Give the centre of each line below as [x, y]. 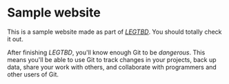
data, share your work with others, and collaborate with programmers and [112, 67]
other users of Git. [33, 74]
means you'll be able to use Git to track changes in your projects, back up [112, 59]
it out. [16, 39]
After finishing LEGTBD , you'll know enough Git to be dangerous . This [106, 52]
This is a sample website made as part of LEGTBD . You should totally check [114, 32]
